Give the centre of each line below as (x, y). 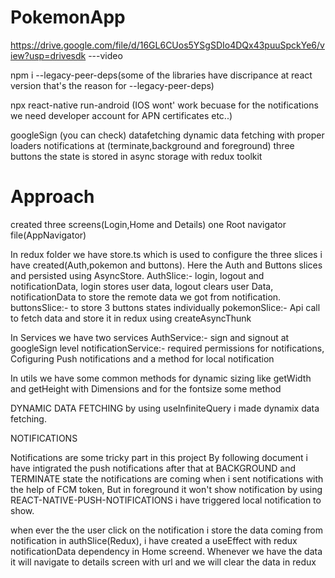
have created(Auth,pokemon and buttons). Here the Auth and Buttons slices (166, 265)
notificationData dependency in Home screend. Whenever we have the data (166, 551)
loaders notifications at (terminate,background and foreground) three (152, 145)
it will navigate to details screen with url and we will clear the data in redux (163, 562)
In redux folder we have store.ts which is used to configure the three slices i (166, 254)
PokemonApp (68, 17)
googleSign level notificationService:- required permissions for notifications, (167, 348)
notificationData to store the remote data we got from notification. (146, 297)
